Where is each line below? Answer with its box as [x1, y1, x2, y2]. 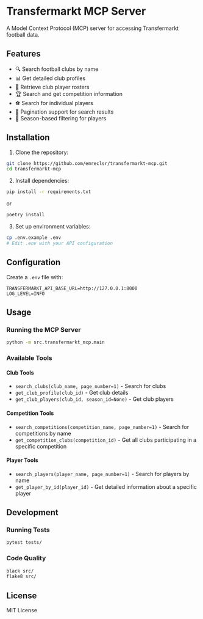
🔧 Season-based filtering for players [15, 114, 107, 122]
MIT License [6, 607, 38, 614]
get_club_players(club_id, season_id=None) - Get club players [15, 395, 174, 403]
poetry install [6, 212, 45, 218]
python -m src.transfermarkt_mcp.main [6, 339, 105, 346]
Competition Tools [6, 409, 54, 417]
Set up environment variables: [15, 223, 91, 230]
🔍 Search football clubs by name [15, 65, 99, 73]
